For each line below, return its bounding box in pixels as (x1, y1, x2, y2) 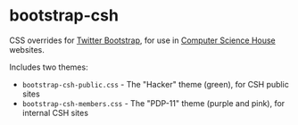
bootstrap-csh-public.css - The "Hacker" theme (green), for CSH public (21, 79, 290, 89)
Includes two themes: (9, 62, 88, 72)
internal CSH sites (21, 107, 89, 118)
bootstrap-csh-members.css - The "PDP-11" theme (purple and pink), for (21, 97, 286, 108)
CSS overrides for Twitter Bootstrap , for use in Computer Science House (9, 35, 277, 46)
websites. (9, 44, 45, 54)
